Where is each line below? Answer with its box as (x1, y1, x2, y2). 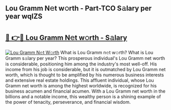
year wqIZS (5, 12, 43, 21)
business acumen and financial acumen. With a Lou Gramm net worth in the (5, 88, 166, 94)
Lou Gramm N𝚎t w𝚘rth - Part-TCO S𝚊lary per (5, 4, 152, 13)
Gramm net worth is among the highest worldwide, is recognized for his (5, 83, 157, 89)
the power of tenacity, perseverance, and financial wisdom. (5, 99, 131, 105)
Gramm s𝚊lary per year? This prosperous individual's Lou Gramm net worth (5, 55, 165, 61)
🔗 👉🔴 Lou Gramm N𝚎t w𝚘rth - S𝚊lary (5, 33, 127, 42)
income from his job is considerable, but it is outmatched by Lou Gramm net (5, 67, 166, 72)
